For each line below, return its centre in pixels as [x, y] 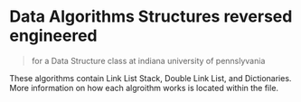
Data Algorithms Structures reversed [151, 17]
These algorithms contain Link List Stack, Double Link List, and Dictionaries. [150, 78]
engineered [53, 36]
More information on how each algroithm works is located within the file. [144, 88]
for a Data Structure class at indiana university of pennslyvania [148, 60]
